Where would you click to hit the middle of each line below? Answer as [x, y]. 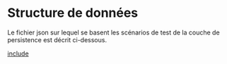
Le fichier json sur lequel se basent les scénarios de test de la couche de [114, 32]
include [18, 53]
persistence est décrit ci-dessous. [57, 39]
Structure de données [73, 13]
